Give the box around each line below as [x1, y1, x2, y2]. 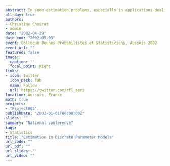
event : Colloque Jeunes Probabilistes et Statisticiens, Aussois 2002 [5, 40, 157, 46]
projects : [5, 102, 26, 107]
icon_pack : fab [10, 78, 42, 83]
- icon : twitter [5, 73, 39, 78]
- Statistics [5, 130, 33, 135]
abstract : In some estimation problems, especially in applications [5, 7, 153, 13]
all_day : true [5, 12, 35, 17]
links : [5, 69, 19, 74]
